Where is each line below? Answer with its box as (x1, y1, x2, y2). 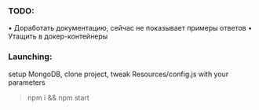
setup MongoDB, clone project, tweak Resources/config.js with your (8, 69, 229, 79)
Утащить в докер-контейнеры (8, 31, 108, 41)
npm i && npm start (27, 93, 90, 102)
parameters (8, 77, 46, 87)
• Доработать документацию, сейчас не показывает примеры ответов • (8, 24, 253, 33)
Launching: (8, 51, 53, 62)
